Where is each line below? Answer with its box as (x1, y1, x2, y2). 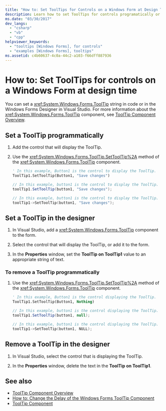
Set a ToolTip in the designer (5, 214, 95, 222)
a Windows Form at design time (5, 85, 137, 96)
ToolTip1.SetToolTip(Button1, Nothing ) (12, 299, 95, 304)
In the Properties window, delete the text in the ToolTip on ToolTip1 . (12, 363, 152, 369)
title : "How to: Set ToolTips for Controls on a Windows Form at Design (5, 7, 158, 12)
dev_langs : (5, 21, 28, 26)
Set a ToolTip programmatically (5, 131, 104, 140)
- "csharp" (9, 26, 32, 31)
